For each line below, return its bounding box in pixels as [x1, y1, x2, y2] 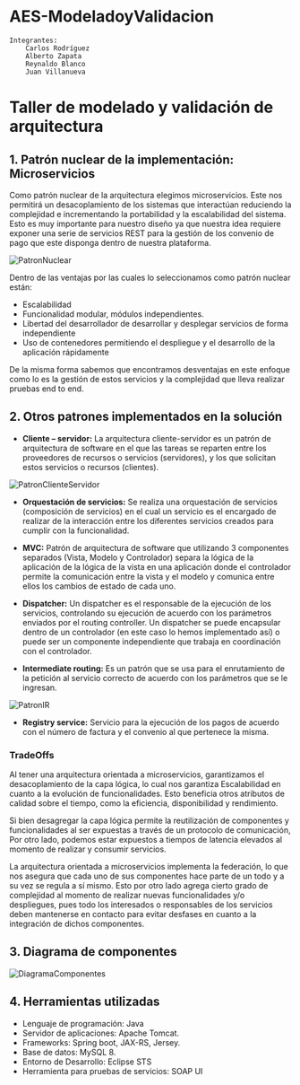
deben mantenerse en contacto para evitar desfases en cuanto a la [9, 909, 257, 920]
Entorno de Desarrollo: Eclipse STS [21, 1056, 152, 1067]
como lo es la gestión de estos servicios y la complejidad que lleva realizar [9, 373, 285, 384]
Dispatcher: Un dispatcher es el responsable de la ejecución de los [21, 598, 271, 608]
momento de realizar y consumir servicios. [9, 844, 167, 854]
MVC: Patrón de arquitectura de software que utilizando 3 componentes [21, 542, 289, 553]
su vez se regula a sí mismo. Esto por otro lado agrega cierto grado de [9, 880, 269, 891]
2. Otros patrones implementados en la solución [9, 409, 283, 424]
